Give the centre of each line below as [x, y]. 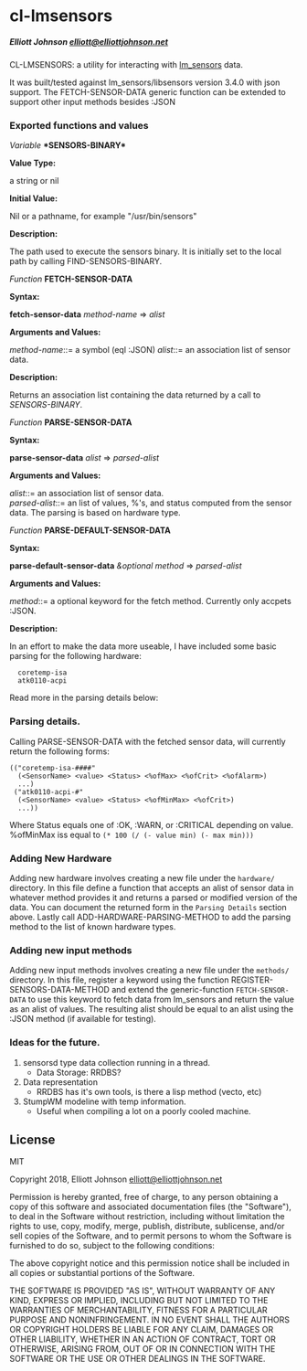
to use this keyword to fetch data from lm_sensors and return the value [161, 999]
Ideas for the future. [55, 1043]
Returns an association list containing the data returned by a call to [135, 395]
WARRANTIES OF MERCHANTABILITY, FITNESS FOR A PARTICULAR [138, 1310]
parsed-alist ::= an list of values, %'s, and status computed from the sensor [151, 503]
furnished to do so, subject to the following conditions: [112, 1246]
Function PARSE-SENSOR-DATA [71, 422]
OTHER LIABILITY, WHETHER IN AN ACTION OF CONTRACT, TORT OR [143, 1339]
